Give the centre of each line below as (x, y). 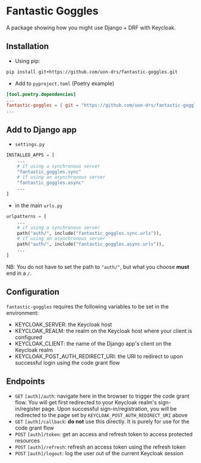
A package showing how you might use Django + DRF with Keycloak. (91, 28)
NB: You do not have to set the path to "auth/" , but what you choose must (98, 267)
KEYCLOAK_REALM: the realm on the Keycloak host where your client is (103, 331)
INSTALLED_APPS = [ (31, 155)
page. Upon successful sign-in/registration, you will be (109, 408)
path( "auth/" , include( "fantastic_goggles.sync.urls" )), (89, 233)
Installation (28, 46)
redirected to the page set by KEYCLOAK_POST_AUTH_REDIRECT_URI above (101, 415)
